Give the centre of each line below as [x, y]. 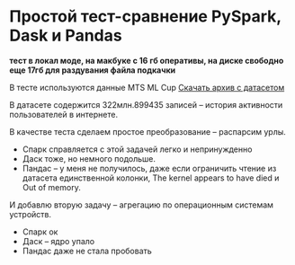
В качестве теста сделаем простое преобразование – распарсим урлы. [147, 131]
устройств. [31, 214]
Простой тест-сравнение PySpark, [145, 17]
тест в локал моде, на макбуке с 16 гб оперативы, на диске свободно [147, 60]
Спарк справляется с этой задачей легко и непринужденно [137, 149]
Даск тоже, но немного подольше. [89, 158]
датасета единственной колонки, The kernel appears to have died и [151, 178]
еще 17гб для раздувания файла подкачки [93, 70]
